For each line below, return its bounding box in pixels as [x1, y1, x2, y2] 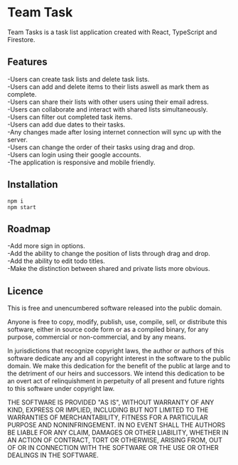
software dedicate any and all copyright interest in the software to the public [7, 354, 231, 363]
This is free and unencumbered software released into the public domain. [7, 304, 222, 313]
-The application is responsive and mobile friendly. [7, 158, 156, 166]
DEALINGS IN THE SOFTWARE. [7, 451, 99, 459]
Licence [7, 285, 44, 297]
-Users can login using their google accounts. [7, 150, 141, 159]
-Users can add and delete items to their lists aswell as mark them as [7, 82, 210, 91]
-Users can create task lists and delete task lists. [7, 75, 150, 83]
